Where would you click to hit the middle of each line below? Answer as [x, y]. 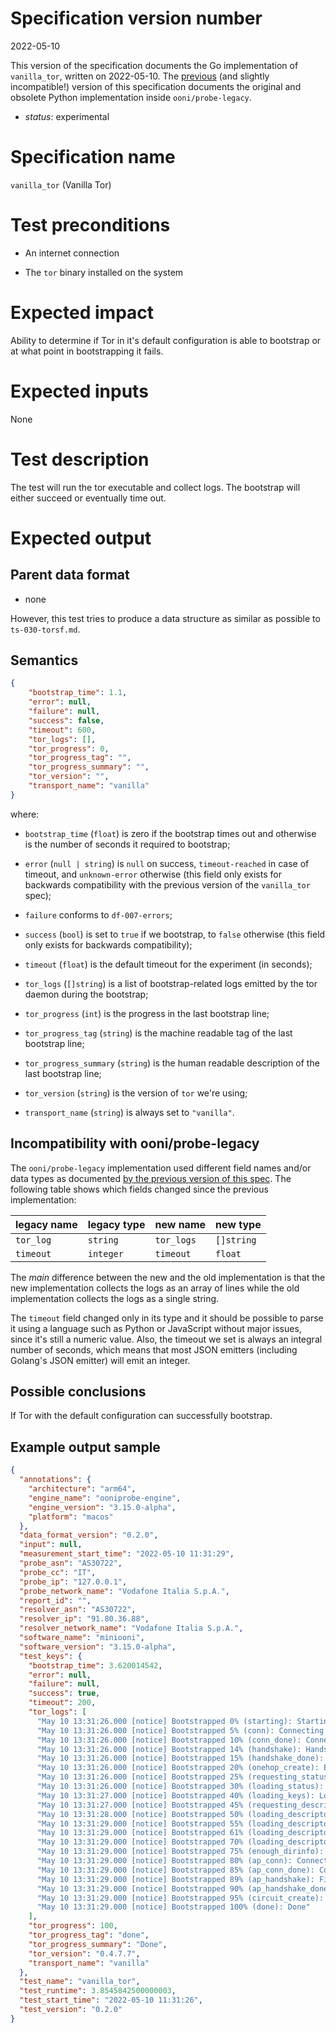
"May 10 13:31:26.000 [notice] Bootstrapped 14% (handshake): [169, 1749]
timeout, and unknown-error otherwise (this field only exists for [153, 874]
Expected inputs [79, 391]
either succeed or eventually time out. [88, 498]
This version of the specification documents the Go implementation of [154, 65]
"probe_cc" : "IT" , [58, 1572]
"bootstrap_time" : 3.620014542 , [95, 1665]
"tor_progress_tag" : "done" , [89, 1935]
